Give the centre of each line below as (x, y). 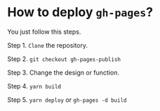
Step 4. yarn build (34, 86)
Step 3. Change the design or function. (63, 72)
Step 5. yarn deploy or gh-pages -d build (67, 100)
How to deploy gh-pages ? (80, 12)
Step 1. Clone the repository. (48, 45)
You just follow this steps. (44, 32)
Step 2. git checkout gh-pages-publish (64, 59)
